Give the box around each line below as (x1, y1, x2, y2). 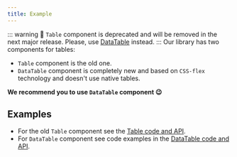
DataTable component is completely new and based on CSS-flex (17, 66, 206, 75)
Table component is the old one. (17, 58, 112, 67)
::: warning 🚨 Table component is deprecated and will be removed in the (7, 30, 218, 38)
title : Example (7, 10, 53, 18)
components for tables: (7, 45, 76, 53)
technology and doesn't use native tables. (17, 74, 140, 82)
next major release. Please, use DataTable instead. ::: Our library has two (7, 37, 220, 46)
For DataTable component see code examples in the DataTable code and (17, 134, 229, 143)
